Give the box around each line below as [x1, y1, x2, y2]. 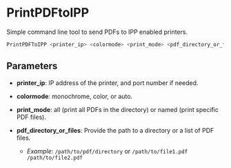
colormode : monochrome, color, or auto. [16, 92, 132, 100]
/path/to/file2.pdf [26, 154, 83, 161]
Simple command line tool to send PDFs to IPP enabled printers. [6, 28, 188, 36]
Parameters [6, 60, 58, 72]
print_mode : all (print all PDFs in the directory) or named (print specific [16, 105, 219, 113]
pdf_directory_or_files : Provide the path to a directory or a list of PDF [16, 126, 214, 134]
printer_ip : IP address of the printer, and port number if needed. [16, 78, 199, 87]
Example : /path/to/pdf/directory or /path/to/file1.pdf [26, 147, 188, 155]
